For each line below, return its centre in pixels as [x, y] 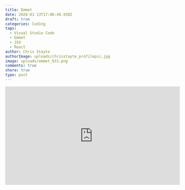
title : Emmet [19, 10]
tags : [11, 28]
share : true [17, 70]
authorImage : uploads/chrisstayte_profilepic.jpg [58, 56]
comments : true [21, 65]
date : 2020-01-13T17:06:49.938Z [39, 14]
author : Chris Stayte [28, 51]
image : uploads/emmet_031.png [37, 61]
